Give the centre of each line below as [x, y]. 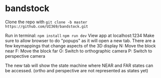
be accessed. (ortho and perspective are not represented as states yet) [77, 70]
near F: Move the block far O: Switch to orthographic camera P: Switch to [79, 51]
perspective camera [25, 56]
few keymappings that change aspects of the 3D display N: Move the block [80, 46]
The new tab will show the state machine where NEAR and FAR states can [79, 65]
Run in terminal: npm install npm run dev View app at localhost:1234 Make [80, 35]
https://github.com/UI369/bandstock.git [47, 26]
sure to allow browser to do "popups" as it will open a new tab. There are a [80, 40]
